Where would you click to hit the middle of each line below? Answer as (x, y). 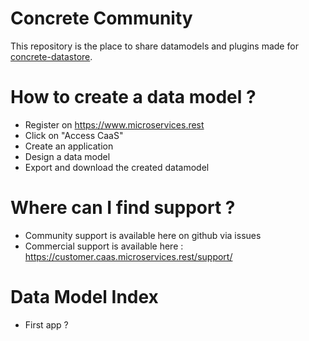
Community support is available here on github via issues (143, 235)
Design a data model (67, 156)
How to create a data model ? (133, 97)
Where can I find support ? (123, 208)
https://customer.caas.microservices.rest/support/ (128, 256)
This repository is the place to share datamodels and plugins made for (154, 46)
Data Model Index (84, 297)
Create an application (69, 146)
